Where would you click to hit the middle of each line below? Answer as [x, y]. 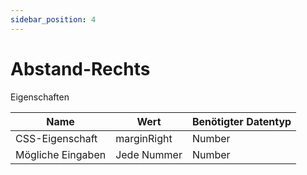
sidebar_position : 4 [53, 19]
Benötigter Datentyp [241, 121]
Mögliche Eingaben [61, 154]
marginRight [144, 138]
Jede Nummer [149, 154]
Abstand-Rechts [80, 68]
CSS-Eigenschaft [56, 138]
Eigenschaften [40, 97]
